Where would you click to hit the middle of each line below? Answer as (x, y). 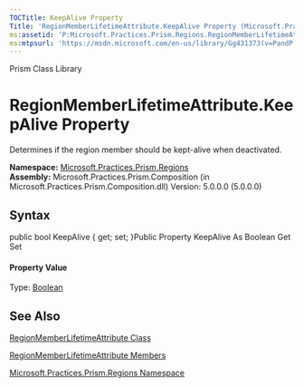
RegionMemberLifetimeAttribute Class (81, 338)
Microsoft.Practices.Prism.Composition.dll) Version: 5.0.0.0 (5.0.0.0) (136, 187)
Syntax (30, 215)
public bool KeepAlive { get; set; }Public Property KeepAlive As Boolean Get (150, 237)
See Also (35, 316)
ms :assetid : (32, 34)
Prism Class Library (46, 69)
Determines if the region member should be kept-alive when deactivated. (146, 150)
